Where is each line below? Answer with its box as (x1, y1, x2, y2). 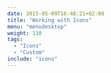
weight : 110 (7, 29, 42, 37)
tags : (7, 36, 23, 43)
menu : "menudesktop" (7, 23, 68, 30)
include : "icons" (7, 56, 58, 63)
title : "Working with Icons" (7, 17, 92, 24)
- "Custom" (13, 49, 45, 56)
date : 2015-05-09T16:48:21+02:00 (7, 10, 105, 17)
